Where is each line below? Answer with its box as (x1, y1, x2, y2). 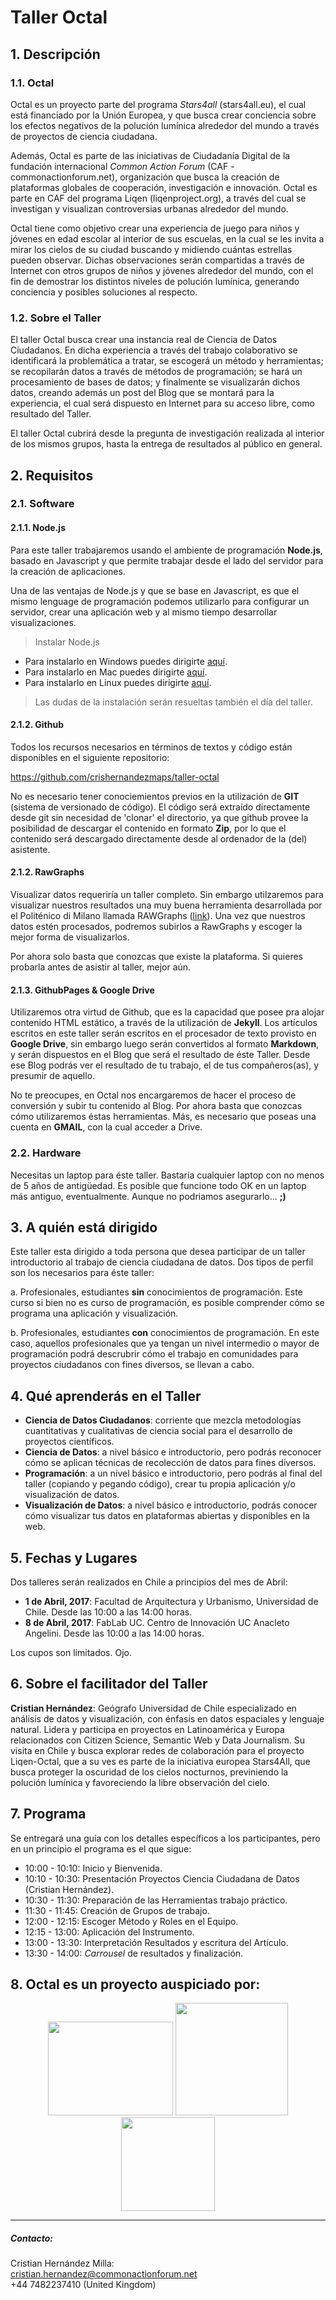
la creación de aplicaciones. (10, 565, 126, 577)
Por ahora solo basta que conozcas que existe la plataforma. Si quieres (10, 951, 303, 963)
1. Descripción (10, 46, 101, 63)
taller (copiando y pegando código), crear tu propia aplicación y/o (24, 1478, 296, 1490)
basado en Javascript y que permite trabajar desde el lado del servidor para (10, 554, 324, 566)
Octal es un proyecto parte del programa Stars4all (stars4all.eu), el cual (10, 98, 307, 110)
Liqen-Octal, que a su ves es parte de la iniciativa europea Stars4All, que (10, 1755, 311, 1767)
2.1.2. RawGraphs (10, 866, 85, 878)
